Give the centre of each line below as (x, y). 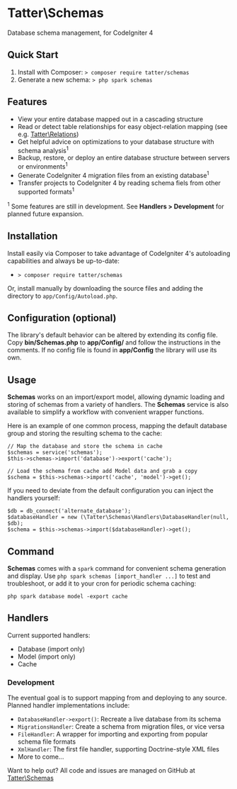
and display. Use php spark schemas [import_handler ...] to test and (109, 576)
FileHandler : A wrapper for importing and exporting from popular (112, 734)
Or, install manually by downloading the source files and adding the (105, 288)
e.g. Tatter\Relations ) (48, 134)
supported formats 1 (46, 191)
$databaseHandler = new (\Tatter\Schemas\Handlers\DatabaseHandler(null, (118, 517)
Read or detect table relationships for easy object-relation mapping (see (122, 126)
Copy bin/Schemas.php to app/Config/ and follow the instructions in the (114, 342)
